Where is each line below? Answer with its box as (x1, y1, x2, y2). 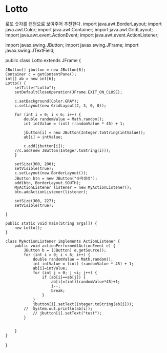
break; (51, 288, 66, 293)
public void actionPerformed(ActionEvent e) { (14, 243, 116, 248)
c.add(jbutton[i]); (24, 143, 66, 149)
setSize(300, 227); (14, 198, 56, 203)
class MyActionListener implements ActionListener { (5, 239, 120, 244)
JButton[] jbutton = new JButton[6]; (5, 67, 86, 72)
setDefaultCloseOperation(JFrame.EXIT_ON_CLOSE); (14, 89, 123, 95)
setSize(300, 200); (14, 161, 56, 167)
